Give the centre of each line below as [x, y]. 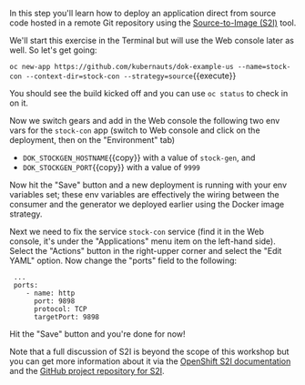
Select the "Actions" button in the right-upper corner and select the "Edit [146, 251]
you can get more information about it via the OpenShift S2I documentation [150, 361]
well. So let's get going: [53, 50]
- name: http [51, 293]
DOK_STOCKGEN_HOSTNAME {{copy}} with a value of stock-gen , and [139, 157]
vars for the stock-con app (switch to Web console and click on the [135, 130]
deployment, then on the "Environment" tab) [92, 140]
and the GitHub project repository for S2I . [87, 371]
